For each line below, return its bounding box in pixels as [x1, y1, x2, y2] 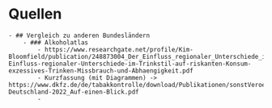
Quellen [8, 5, 62, 23]
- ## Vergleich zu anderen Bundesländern [8, 31, 151, 39]
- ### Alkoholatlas [23, 38, 89, 47]
